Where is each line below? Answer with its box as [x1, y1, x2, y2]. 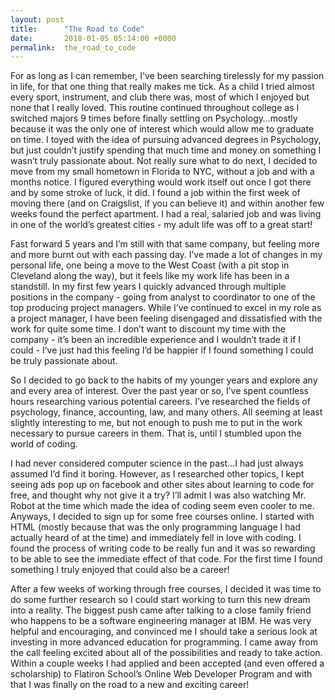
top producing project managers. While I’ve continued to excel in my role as [10, 302, 322, 314]
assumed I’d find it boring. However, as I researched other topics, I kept [10, 468, 305, 480]
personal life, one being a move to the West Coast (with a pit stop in [10, 259, 290, 271]
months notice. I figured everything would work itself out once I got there [10, 176, 312, 188]
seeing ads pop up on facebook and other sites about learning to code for [10, 479, 315, 491]
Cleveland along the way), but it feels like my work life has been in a [10, 270, 290, 282]
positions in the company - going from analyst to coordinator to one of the [10, 291, 316, 303]
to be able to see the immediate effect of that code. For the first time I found [10, 553, 323, 565]
